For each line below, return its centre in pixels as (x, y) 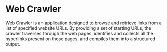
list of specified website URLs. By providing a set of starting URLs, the (78, 28)
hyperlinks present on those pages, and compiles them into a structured (80, 39)
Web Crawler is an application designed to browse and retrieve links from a (83, 23)
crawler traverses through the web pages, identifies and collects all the (79, 33)
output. (13, 44)
